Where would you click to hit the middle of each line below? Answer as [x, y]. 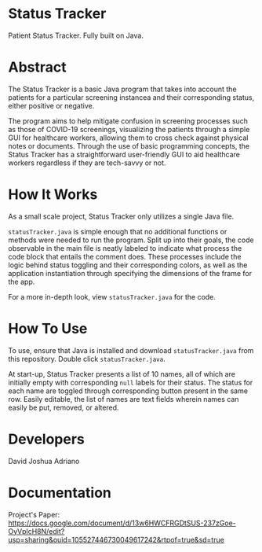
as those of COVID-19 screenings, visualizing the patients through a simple [129, 129]
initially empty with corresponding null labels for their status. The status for [131, 382]
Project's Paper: [34, 514]
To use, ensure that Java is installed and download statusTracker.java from [131, 350]
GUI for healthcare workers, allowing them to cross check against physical [128, 138]
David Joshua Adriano [44, 461]
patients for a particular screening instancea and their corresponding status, [131, 97]
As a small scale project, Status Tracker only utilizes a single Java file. [121, 216]
